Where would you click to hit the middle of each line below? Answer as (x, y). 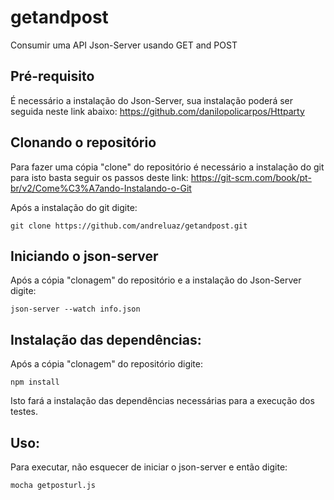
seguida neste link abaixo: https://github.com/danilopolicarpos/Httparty (157, 111)
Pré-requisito (52, 76)
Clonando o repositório (83, 142)
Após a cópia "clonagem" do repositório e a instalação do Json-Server (156, 280)
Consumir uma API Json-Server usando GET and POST (124, 45)
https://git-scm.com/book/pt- (251, 177)
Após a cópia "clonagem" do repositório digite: (107, 364)
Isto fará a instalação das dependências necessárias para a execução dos (162, 401)
